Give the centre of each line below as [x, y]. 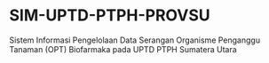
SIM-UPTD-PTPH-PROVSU [110, 16]
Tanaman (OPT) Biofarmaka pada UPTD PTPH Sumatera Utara [123, 49]
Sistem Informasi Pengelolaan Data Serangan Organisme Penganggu [134, 40]
